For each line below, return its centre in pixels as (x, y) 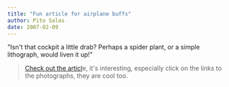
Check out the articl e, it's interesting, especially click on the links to (123, 69)
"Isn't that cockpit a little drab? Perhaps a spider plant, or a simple (104, 47)
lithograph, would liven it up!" (50, 54)
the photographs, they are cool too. (76, 76)
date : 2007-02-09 (33, 27)
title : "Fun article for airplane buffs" (69, 14)
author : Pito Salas (36, 21)
